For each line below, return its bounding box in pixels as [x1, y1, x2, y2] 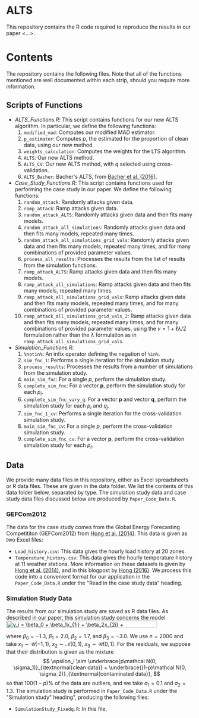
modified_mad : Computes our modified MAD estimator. [23, 129, 156, 136]
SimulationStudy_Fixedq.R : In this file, [14, 705, 108, 712]
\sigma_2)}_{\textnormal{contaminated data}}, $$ [39, 670, 160, 677]
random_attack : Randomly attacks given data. [23, 198, 134, 206]
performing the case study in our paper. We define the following [14, 185, 172, 192]
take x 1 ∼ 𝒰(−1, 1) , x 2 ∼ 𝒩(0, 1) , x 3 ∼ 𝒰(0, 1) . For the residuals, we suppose [6, 641, 191, 649]
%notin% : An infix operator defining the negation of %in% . [23, 350, 160, 358]
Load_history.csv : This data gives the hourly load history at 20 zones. [14, 548, 186, 555]
